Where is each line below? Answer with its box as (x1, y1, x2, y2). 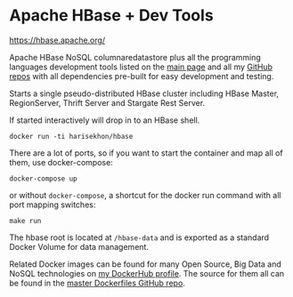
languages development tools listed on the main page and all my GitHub (9, 61, 273, 72)
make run (9, 216, 42, 225)
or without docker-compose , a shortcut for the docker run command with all (9, 189, 281, 200)
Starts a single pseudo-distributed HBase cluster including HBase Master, (9, 88, 279, 99)
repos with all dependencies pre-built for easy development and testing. (9, 70, 274, 81)
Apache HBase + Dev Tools (9, 5, 214, 26)
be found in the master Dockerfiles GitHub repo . (9, 277, 185, 288)
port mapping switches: (9, 199, 96, 210)
